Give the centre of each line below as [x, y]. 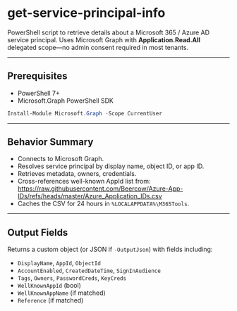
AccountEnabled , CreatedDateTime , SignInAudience [89, 271]
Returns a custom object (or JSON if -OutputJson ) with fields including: [110, 249]
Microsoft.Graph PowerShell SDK [66, 101]
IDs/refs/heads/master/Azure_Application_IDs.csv [90, 196]
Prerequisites [37, 76]
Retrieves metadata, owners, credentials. [77, 174]
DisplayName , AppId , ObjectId [59, 263]
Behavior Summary [50, 142]
